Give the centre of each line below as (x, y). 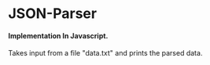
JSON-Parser (52, 14)
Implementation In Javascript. (58, 35)
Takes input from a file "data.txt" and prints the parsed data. (105, 53)
